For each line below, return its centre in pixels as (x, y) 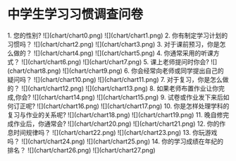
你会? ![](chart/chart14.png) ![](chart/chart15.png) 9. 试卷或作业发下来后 (119, 97)
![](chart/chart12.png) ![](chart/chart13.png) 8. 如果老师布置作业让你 (120, 88)
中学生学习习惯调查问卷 (75, 14)
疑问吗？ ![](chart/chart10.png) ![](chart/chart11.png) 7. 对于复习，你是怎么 (115, 79)
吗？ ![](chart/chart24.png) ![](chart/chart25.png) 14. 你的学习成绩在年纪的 (116, 141)
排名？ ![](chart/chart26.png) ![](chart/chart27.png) (82, 150)
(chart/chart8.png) (34, 71)
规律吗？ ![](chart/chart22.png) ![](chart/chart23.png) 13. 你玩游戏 (122, 132)
